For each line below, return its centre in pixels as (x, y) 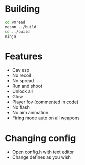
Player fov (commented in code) (45, 102)
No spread (23, 81)
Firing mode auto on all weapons (46, 118)
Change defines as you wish (42, 157)
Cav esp (21, 70)
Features (24, 56)
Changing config (41, 138)
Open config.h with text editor (43, 152)
